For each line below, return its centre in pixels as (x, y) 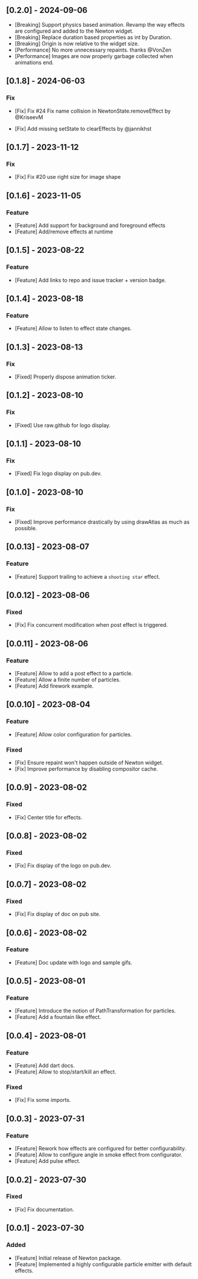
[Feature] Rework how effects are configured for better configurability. (100, 1149)
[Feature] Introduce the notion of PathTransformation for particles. (95, 1011)
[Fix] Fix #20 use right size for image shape (68, 177)
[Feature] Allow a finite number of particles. (68, 680)
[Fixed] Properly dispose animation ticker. (65, 377)
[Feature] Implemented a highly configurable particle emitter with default (103, 1264)
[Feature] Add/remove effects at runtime (64, 232)
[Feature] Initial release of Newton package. (68, 1258)
